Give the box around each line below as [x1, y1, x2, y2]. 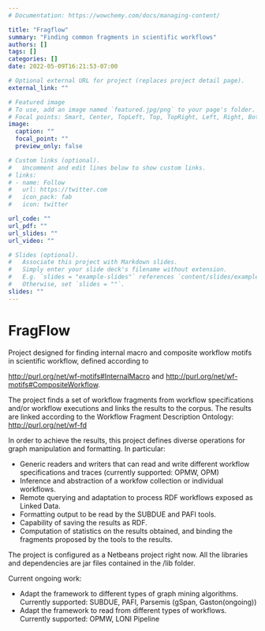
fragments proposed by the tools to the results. [19, 534, 174, 544]
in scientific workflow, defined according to [8, 356, 149, 365]
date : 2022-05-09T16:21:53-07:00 [8, 62, 118, 71]
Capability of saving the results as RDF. [19, 517, 147, 527]
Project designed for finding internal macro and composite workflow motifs [8, 348, 252, 357]
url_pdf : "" [8, 222, 47, 230]
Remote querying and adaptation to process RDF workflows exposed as [19, 492, 254, 502]
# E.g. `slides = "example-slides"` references [8, 273, 175, 281]
